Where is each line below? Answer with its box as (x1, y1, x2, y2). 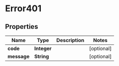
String (34, 53, 49, 60)
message (7, 53, 30, 60)
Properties (5, 22, 38, 31)
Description (56, 37, 85, 44)
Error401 (5, 3, 42, 14)
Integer (34, 45, 52, 52)
